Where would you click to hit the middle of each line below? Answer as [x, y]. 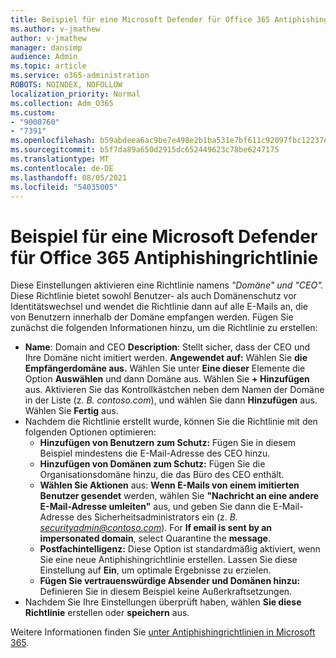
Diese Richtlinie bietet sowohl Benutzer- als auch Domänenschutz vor [153, 296]
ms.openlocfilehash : [53, 141]
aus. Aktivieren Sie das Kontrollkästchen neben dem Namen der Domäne [174, 390]
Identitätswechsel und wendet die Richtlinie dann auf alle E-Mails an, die [159, 307]
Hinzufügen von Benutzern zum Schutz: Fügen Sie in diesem [168, 443]
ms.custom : [33, 112]
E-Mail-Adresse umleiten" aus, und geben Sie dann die [155, 507]
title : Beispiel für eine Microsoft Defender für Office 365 [140, 19]
